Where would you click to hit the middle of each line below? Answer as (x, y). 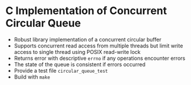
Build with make (32, 77)
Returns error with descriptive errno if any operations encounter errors (100, 58)
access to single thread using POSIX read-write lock (77, 52)
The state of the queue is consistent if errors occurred (80, 64)
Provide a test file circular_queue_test (61, 70)
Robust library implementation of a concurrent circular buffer (88, 39)
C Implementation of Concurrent (86, 11)
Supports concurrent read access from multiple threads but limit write (98, 46)
